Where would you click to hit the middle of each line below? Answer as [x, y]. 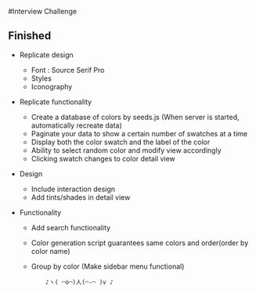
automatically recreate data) [77, 125]
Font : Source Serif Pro [68, 70]
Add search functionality [71, 227]
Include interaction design [73, 189]
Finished [30, 36]
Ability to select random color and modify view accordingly [126, 150]
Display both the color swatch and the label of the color [121, 142]
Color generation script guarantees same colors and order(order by [140, 243]
